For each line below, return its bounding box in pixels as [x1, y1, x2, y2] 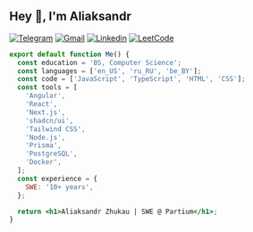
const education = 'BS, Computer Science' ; [17, 58, 181, 67]
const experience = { [17, 174, 98, 183]
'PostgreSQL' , [25, 149, 78, 159]
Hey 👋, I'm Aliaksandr [9, 9, 131, 24]
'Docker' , [25, 158, 63, 167]
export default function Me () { [9, 50, 130, 59]
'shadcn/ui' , [25, 116, 74, 125]
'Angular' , [25, 91, 66, 101]
